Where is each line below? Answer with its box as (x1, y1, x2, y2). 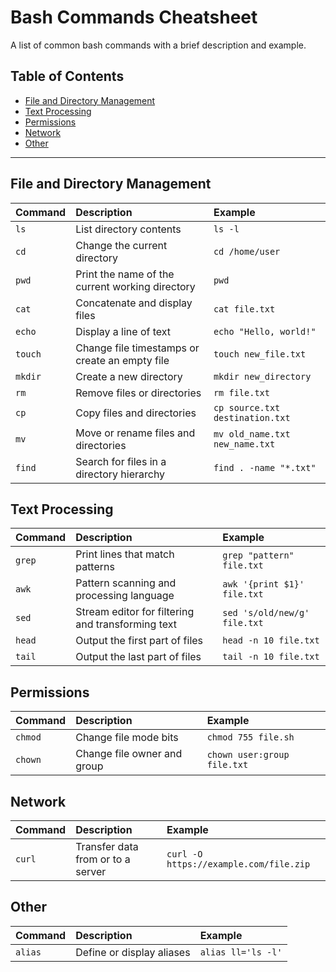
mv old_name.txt (213, 428, 291, 440)
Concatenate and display (75, 296, 193, 310)
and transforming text (75, 617, 177, 631)
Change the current (75, 238, 168, 252)
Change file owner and (75, 747, 183, 761)
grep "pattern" (222, 550, 295, 561)
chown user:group (206, 749, 290, 761)
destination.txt (213, 412, 291, 423)
